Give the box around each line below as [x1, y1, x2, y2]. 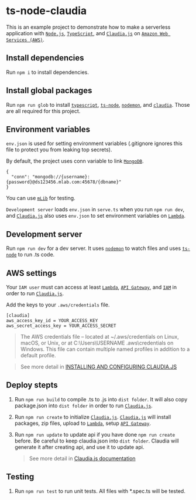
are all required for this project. [6, 107, 81, 114]
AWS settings [6, 268, 57, 278]
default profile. [20, 352, 56, 359]
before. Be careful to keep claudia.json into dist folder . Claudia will [14, 437, 180, 444]
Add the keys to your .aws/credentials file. [6, 301, 110, 308]
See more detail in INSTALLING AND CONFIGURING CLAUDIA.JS [20, 363, 177, 370]
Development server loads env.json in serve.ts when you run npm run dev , [6, 206, 185, 213]
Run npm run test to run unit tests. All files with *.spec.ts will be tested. [14, 487, 185, 494]
